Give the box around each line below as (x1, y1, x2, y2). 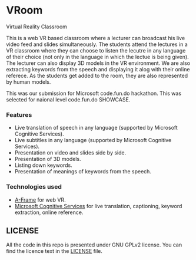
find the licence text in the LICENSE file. (6, 248, 103, 255)
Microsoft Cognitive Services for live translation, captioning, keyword (14, 202, 182, 209)
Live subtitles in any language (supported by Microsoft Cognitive (14, 137, 172, 144)
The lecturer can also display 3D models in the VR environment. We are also (6, 60, 190, 67)
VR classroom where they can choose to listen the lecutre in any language (6, 47, 186, 54)
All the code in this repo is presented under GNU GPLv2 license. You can (6, 241, 182, 248)
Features (6, 110, 32, 119)
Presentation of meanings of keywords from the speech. (14, 168, 152, 175)
